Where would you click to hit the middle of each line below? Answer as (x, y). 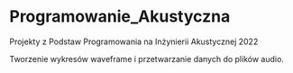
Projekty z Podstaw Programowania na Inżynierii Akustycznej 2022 (134, 41)
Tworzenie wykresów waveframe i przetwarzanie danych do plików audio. (146, 59)
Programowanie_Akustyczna (120, 17)
